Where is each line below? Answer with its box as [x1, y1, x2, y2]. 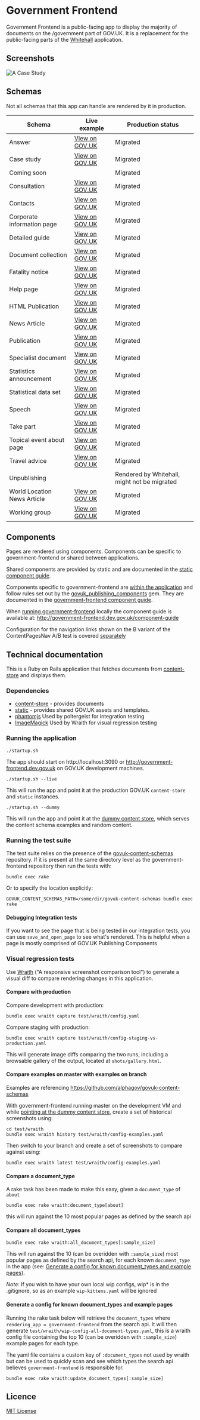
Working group [9, 508, 51, 517]
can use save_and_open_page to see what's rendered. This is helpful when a [6, 933, 190, 940]
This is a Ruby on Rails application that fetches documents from [6, 665, 162, 672]
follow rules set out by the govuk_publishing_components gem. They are [6, 590, 185, 597]
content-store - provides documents [14, 700, 104, 708]
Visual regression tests [6, 955, 74, 963]
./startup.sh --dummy [6, 804, 60, 810]
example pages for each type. [6, 1339, 80, 1347]
